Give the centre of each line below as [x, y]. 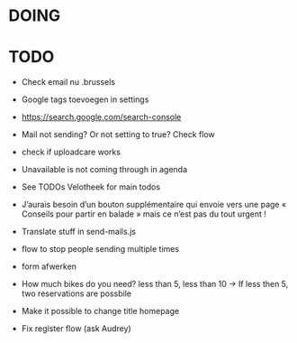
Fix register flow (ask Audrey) [76, 329]
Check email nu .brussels [68, 82]
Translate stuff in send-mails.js [79, 232]
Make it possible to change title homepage [100, 311]
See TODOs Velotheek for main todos [91, 187]
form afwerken [49, 266]
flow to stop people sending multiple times [100, 249]
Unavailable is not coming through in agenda [104, 170]
